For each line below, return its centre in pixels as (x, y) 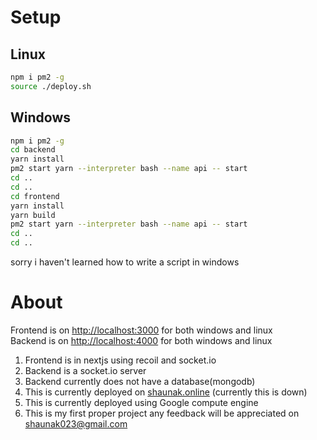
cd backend (33, 150)
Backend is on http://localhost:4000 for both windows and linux (141, 340)
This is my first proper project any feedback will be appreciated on (162, 413)
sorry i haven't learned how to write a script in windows (125, 262)
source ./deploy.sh (51, 86)
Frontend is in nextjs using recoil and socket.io (120, 360)
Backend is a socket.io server (85, 370)
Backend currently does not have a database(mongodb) (140, 381)
